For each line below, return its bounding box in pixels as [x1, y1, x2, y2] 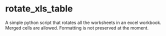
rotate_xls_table [5, 3, 73, 14]
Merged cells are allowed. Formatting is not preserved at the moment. [5, 24, 149, 30]
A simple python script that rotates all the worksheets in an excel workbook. [5, 19, 161, 25]
